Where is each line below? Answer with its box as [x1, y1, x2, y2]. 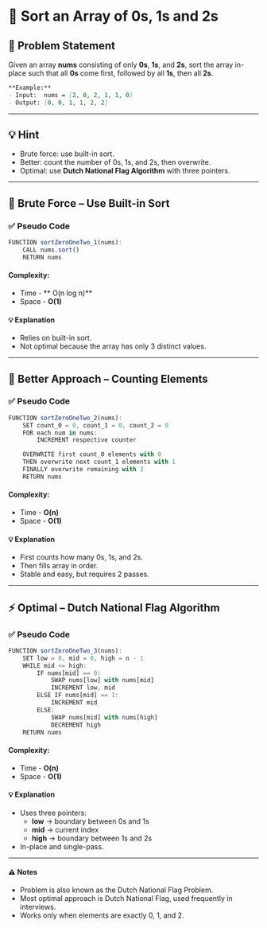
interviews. [19, 903, 56, 912]
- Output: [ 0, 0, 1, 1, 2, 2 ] [8, 99, 109, 107]
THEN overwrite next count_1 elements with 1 [22, 458, 176, 466]
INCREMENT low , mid [50, 684, 115, 692]
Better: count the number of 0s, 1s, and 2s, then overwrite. [19, 158, 211, 167]
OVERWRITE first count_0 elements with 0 [22, 450, 161, 458]
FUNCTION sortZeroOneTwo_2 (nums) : [8, 414, 123, 422]
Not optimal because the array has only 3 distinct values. [19, 341, 207, 351]
